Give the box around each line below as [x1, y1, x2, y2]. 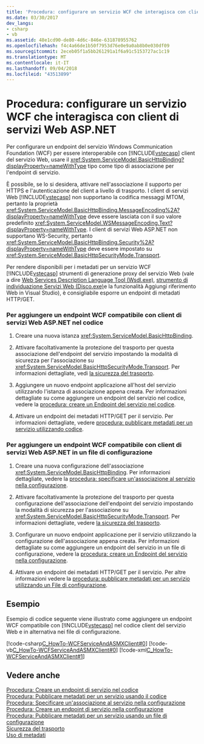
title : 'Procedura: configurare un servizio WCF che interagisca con [6, 9, 186, 15]
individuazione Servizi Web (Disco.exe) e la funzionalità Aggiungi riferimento [6, 283, 196, 290]
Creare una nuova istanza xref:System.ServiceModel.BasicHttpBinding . [15, 332, 194, 340]
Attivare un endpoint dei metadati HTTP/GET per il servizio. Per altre [15, 568, 186, 576]
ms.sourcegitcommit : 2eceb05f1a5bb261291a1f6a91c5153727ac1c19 [6, 49, 170, 55]
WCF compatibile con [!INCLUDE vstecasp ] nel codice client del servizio [6, 621, 186, 629]
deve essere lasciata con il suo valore [87, 213, 182, 220]
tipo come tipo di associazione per [87, 162, 174, 170]
